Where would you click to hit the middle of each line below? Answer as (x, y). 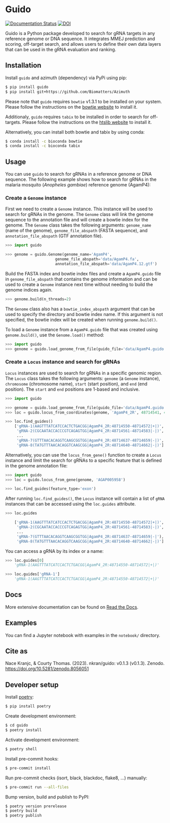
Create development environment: (41, 716)
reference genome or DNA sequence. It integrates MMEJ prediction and (80, 39)
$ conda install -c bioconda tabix (43, 146)
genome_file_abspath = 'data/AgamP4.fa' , (97, 259)
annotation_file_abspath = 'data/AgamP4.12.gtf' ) (106, 264)
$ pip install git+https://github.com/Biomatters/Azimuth (68, 92)
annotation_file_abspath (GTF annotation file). (54, 236)
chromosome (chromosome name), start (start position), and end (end (76, 384)
